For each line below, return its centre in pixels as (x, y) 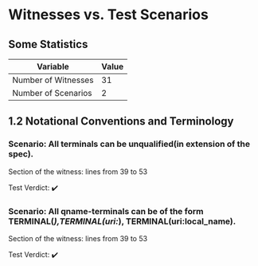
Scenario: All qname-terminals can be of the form (106, 211)
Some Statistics (48, 44)
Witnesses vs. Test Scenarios (108, 15)
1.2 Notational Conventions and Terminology (121, 121)
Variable (53, 67)
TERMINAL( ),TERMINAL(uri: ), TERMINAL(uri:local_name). (122, 221)
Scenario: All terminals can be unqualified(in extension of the (129, 144)
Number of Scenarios (53, 93)
